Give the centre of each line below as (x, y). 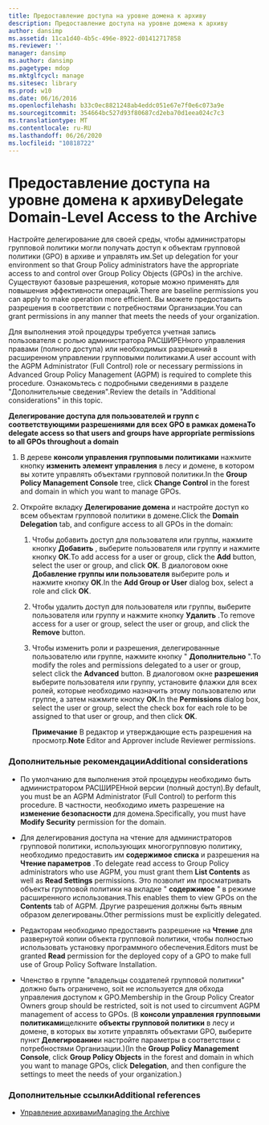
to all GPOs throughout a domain (63, 442)
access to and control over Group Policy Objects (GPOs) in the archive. (126, 274)
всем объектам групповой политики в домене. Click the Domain (129, 515)
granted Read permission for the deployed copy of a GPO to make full (135, 956)
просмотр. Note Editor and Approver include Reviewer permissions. (144, 741)
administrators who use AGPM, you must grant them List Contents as (135, 871)
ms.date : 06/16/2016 (43, 98)
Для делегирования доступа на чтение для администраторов (126, 838)
